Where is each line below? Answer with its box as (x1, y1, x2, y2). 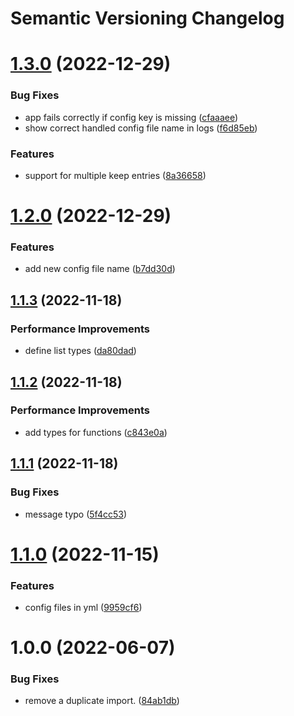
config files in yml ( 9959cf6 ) (24, 602, 143, 613)
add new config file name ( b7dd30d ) (24, 263, 176, 275)
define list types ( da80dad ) (24, 345, 137, 357)
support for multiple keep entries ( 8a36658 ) (24, 169, 207, 181)
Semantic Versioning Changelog (10, 7, 285, 30)
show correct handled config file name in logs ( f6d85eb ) (24, 122, 258, 134)
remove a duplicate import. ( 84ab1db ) (24, 695, 180, 707)
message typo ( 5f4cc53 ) (24, 508, 127, 520)
